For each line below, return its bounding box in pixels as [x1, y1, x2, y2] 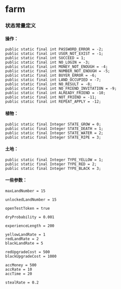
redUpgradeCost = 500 [5, 249, 50, 255]
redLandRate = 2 [5, 236, 39, 241]
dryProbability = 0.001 [5, 214, 55, 220]
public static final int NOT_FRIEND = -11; [5, 95, 97, 100]
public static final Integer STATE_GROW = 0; [5, 122, 101, 127]
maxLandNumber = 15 [5, 188, 46, 193]
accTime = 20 [5, 271, 32, 276]
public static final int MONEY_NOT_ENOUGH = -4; [5, 64, 108, 69]
